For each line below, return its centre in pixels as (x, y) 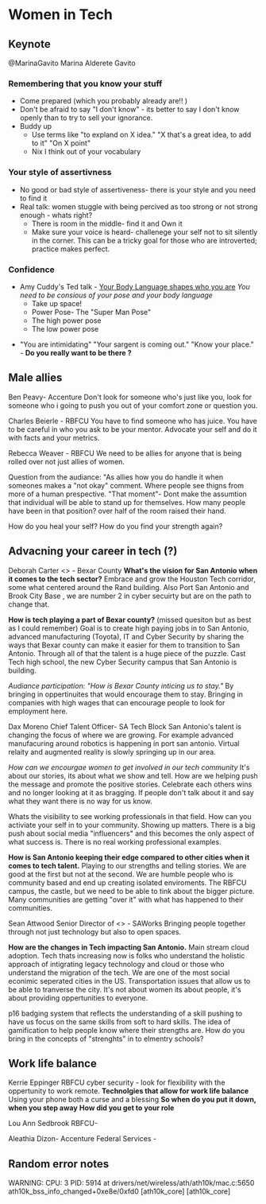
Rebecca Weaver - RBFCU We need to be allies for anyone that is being (125, 453)
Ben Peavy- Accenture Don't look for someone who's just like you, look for (130, 397)
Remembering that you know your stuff (85, 84)
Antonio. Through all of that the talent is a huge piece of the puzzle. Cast (127, 653)
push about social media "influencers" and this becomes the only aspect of (131, 833)
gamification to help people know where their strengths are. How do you (127, 1030)
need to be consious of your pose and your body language (116, 295)
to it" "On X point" (61, 143)
